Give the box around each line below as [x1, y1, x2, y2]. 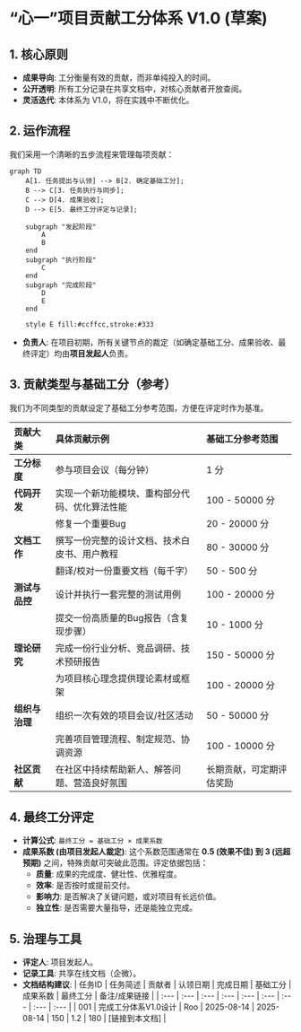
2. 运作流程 [9, 123, 71, 139]
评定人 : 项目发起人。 [21, 957, 99, 967]
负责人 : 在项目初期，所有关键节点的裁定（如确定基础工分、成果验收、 [21, 337, 279, 347]
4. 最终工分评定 [9, 809, 94, 826]
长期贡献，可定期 [205, 763, 279, 775]
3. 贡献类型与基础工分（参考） [9, 377, 176, 392]
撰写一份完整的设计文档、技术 [55, 534, 182, 547]
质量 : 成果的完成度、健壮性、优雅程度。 [35, 869, 182, 879]
